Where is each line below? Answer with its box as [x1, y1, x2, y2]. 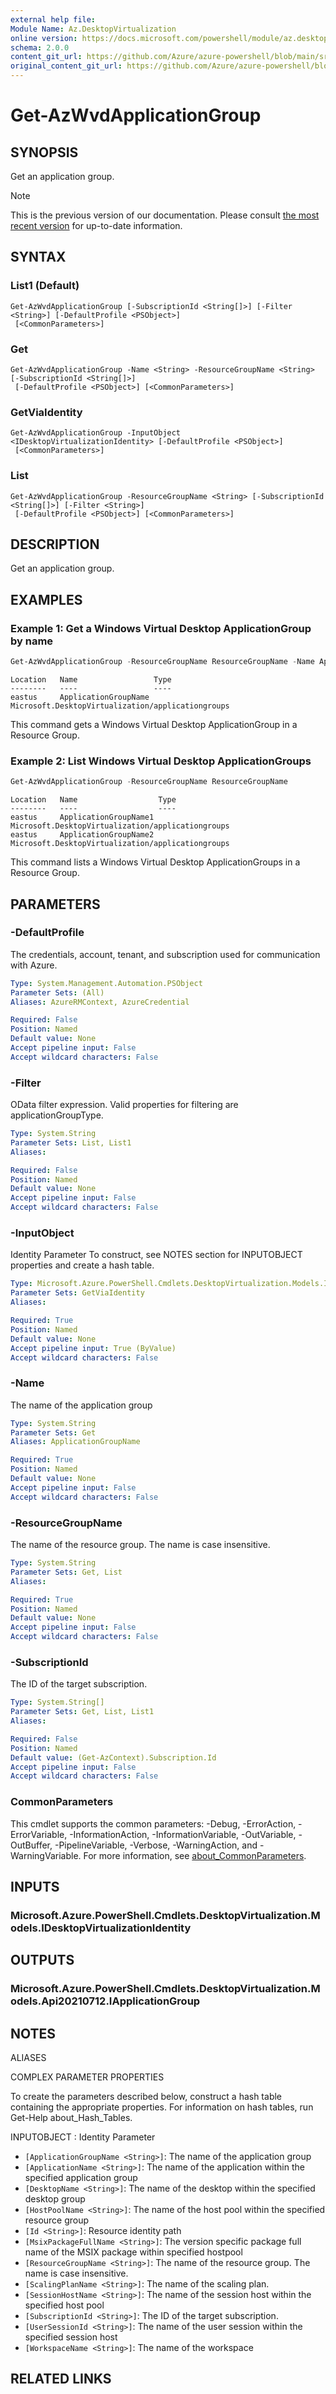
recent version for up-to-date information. [10, 220, 183, 231]
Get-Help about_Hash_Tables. [10, 2112, 133, 2124]
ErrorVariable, [10, 1828, 68, 1840]
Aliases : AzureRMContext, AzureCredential [10, 997, 190, 1007]
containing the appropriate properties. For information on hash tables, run [10, 2101, 314, 2113]
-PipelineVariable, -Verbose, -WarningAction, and [54, 1839, 258, 1851]
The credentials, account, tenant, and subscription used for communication [10, 948, 321, 960]
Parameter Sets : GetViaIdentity [10, 1288, 145, 1298]
